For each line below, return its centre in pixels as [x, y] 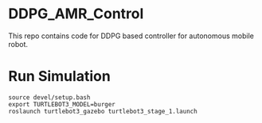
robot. [18, 44]
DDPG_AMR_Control [76, 14]
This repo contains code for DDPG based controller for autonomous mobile [131, 36]
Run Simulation [60, 77]
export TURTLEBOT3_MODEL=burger [62, 104]
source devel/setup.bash [49, 97]
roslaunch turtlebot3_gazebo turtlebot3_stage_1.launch [103, 111]
